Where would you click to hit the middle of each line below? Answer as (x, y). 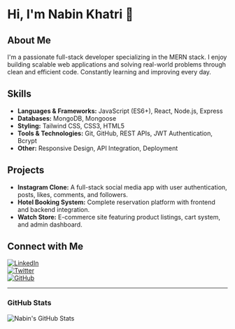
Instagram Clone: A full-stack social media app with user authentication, (122, 187)
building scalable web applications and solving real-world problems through (116, 65)
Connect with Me (45, 247)
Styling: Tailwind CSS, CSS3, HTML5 (71, 126)
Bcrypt (27, 140)
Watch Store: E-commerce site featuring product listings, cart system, (119, 217)
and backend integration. (53, 209)
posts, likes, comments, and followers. (72, 194)
